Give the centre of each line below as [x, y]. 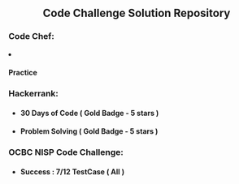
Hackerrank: [34, 94]
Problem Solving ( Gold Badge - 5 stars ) [89, 131]
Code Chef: [32, 36]
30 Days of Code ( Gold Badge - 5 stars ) [89, 113]
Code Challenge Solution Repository [137, 13]
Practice [23, 73]
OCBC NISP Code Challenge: [66, 152]
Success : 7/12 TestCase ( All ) [72, 171]
